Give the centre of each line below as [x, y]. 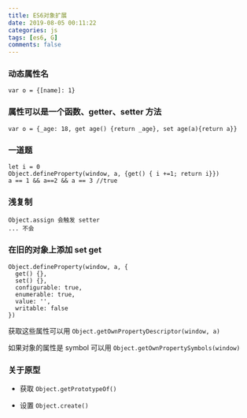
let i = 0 [24, 167]
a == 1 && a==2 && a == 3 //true [63, 181]
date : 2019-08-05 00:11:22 [52, 23]
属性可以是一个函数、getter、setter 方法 [85, 112]
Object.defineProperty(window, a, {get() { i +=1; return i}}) [114, 174]
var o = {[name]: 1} [42, 91]
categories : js [33, 30]
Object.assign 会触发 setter [54, 220]
